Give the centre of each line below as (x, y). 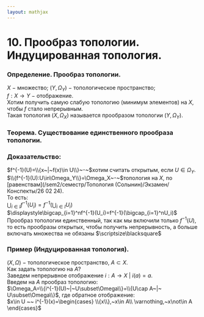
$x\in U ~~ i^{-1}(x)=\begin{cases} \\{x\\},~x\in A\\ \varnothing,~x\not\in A (100, 302)
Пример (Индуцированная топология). (68, 249)
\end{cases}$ (24, 308)
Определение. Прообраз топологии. (64, 74)
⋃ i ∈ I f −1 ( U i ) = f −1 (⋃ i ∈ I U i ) (40, 205)
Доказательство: (34, 157)
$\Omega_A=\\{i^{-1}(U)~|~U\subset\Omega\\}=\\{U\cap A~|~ (85, 289)
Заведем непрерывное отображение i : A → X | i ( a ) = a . (80, 275)
